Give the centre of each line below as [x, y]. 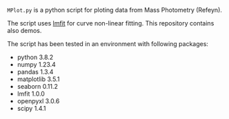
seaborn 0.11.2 [38, 86]
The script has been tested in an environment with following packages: [108, 44]
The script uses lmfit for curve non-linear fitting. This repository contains [111, 23]
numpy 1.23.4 [37, 64]
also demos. [24, 31]
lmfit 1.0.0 [31, 94]
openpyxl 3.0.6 [38, 101]
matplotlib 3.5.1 [38, 79]
